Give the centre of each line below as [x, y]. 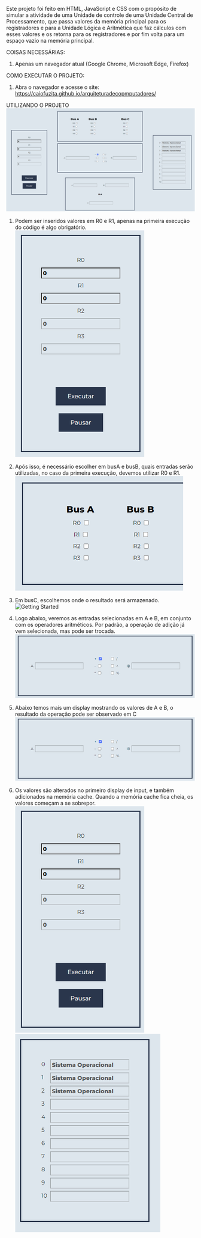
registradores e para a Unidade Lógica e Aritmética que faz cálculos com [96, 28]
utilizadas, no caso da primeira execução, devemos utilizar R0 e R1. [98, 473]
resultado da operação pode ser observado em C [76, 714]
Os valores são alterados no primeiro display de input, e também [95, 790]
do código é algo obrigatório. [51, 227]
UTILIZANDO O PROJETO [38, 105]
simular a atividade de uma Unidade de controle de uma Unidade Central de [100, 15]
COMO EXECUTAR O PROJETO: [45, 75]
